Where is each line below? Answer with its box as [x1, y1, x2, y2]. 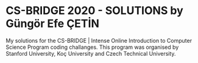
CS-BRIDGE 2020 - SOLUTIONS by [5, 4, 183, 18]
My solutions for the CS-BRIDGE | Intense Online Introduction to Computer [5, 37, 193, 44]
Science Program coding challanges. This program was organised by [5, 43, 179, 51]
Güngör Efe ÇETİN [5, 17, 100, 31]
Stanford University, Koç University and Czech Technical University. [5, 50, 176, 57]
